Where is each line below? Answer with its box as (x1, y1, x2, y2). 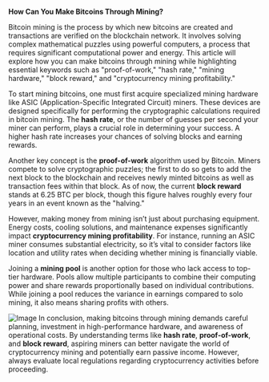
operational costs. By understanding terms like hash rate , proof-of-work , (8, 331, 251, 339)
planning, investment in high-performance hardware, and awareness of (8, 322, 243, 331)
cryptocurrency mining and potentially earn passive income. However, (8, 347, 240, 356)
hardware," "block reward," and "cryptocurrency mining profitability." (8, 74, 236, 83)
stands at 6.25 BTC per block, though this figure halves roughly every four (8, 190, 253, 199)
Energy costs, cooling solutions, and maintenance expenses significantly (8, 222, 248, 232)
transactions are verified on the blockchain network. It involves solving (8, 31, 242, 40)
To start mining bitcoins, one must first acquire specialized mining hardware (8, 89, 259, 99)
